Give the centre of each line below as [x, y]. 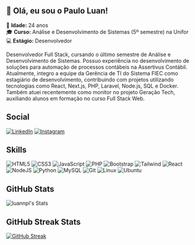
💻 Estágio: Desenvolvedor [39, 41]
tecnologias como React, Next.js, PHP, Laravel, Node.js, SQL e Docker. [92, 86]
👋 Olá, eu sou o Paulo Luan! [57, 11]
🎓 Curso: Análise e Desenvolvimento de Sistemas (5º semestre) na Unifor [97, 32]
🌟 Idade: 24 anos [27, 25]
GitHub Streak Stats [44, 222]
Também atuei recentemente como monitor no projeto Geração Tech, [91, 92]
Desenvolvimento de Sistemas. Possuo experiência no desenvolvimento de [98, 60]
